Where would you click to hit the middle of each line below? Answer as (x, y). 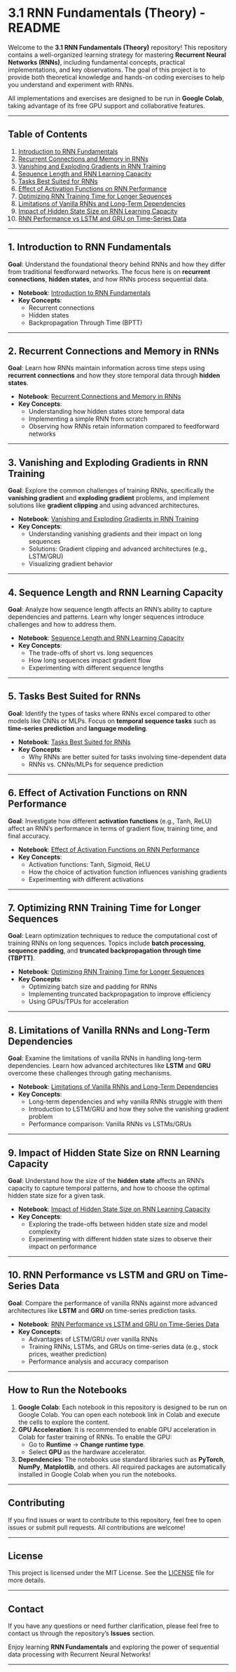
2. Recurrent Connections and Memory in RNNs (113, 351)
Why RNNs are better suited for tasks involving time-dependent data (127, 757)
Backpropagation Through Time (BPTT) (85, 322)
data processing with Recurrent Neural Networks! (79, 1654)
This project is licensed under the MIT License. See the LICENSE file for (111, 1573)
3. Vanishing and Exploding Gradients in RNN (108, 463)
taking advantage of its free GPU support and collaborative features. (106, 105)
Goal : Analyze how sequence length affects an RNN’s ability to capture (110, 609)
